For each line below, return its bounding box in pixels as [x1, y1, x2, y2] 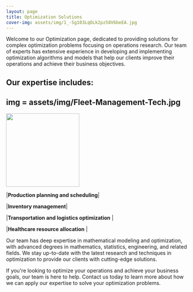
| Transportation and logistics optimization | [6, 214, 114, 221]
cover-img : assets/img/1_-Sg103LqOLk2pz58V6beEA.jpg [6, 19, 137, 25]
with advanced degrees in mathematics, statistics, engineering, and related [6, 243, 187, 250]
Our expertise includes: [6, 77, 94, 87]
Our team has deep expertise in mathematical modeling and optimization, [6, 237, 182, 244]
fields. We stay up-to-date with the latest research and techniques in [6, 249, 171, 256]
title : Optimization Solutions [6, 14, 82, 20]
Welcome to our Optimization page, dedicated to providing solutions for [6, 36, 178, 43]
